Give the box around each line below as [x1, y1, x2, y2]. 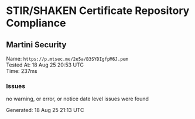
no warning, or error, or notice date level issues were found [6, 95, 149, 103]
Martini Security [6, 40, 67, 50]
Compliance [6, 16, 66, 30]
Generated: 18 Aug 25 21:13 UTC [6, 107, 84, 114]
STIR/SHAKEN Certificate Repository [6, 4, 190, 17]
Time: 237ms [6, 68, 37, 74]
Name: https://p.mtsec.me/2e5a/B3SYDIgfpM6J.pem [6, 55, 129, 62]
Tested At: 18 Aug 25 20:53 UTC [6, 61, 84, 68]
